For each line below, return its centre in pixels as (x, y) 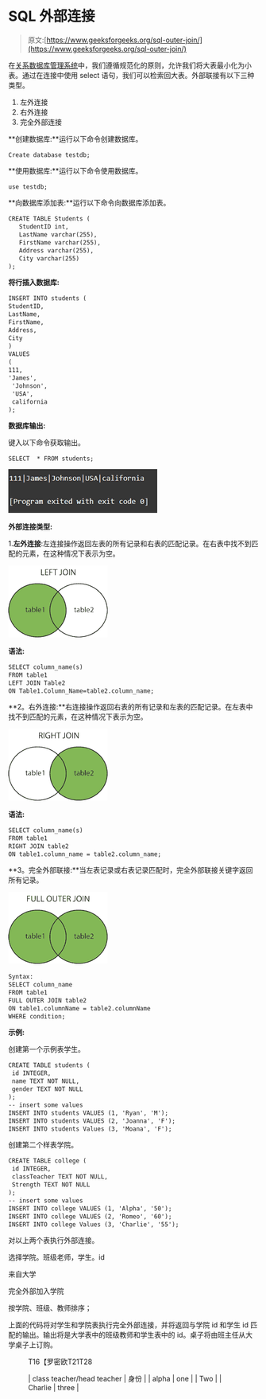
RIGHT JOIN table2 (39, 846)
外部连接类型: (31, 526)
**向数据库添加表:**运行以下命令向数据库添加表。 (89, 202)
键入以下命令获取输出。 (46, 442)
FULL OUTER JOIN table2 (48, 1000)
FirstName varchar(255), (60, 242)
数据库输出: (27, 425)
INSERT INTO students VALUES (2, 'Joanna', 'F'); (92, 1121)
